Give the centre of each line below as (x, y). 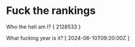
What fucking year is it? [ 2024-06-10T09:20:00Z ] (68, 38)
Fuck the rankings (51, 11)
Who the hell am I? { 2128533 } (44, 27)
